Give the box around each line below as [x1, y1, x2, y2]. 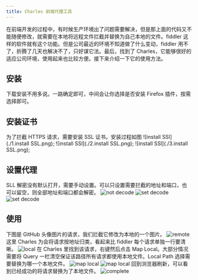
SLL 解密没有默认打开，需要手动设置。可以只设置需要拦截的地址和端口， [6, 182, 182, 189]
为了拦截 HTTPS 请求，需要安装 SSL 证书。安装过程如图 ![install [6, 134, 161, 141]
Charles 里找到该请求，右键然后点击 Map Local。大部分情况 [43, 245, 189, 252]
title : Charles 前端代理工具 [6, 8, 72, 15]
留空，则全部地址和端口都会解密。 [16, 189, 99, 196]
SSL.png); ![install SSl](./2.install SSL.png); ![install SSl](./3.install [30, 140, 189, 147]
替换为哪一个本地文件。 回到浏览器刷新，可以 [11, 260, 183, 267]
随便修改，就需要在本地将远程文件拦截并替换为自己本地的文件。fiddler [11, 33, 182, 40]
